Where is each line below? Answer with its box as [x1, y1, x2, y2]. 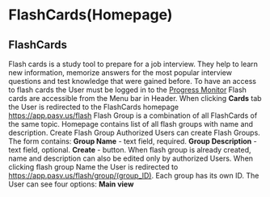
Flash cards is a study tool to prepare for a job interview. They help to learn [8, 59, 259, 69]
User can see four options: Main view [8, 179, 134, 189]
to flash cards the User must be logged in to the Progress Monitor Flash [8, 85, 247, 94]
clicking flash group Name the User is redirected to [8, 162, 179, 171]
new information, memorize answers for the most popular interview [8, 68, 233, 78]
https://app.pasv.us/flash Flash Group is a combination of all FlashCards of [8, 111, 258, 120]
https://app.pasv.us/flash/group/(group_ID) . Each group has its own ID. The [8, 171, 259, 180]
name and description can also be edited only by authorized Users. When [8, 153, 253, 163]
